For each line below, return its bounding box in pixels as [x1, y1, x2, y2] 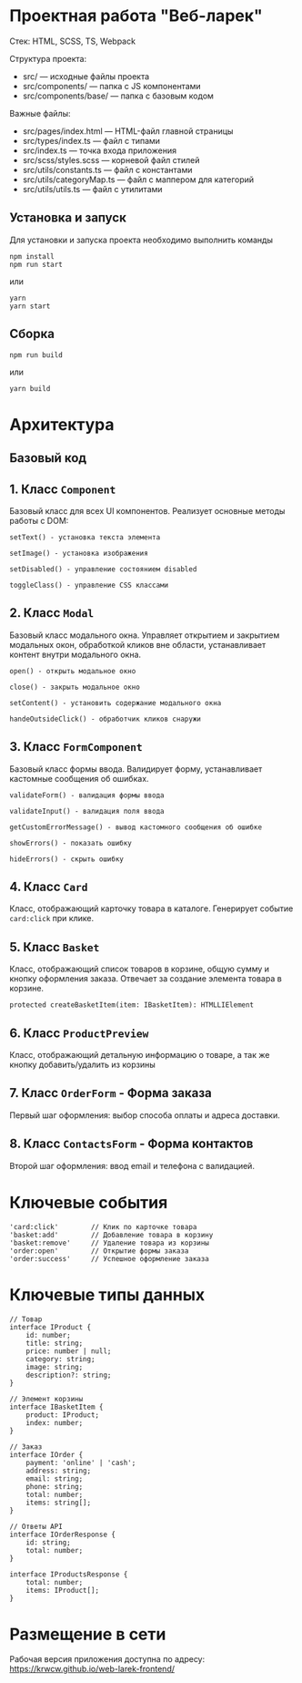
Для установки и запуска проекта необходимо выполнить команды [9, 234, 273, 245]
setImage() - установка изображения [9, 549, 148, 558]
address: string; [25, 1466, 92, 1475]
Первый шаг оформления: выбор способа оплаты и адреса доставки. [9, 1109, 280, 1121]
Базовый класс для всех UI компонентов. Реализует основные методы [9, 505, 286, 516]
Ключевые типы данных [9, 1284, 206, 1305]
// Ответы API [9, 1522, 64, 1531]
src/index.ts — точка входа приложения [22, 145, 177, 156]
